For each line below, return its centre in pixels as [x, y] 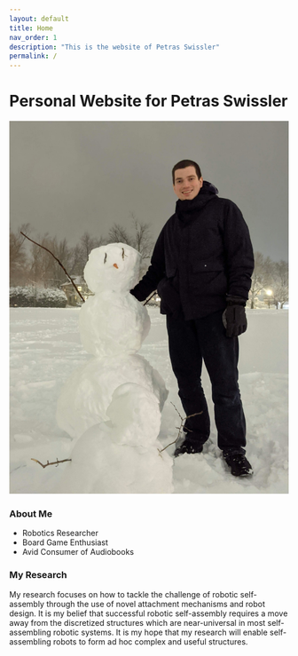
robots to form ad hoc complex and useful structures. [150, 641]
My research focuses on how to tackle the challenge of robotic [124, 594]
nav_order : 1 [33, 37]
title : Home [31, 28]
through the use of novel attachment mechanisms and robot [156, 604]
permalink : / [33, 56]
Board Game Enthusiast [65, 542]
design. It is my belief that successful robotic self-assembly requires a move [149, 613]
